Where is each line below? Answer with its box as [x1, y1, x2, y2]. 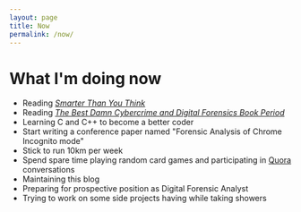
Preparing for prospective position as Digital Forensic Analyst [21, 183, 249, 194]
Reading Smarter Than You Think [21, 98, 146, 108]
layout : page [9, 13, 58, 22]
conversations [21, 165, 75, 175]
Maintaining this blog [21, 174, 100, 184]
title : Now [9, 21, 50, 30]
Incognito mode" [21, 136, 84, 147]
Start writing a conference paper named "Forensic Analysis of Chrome [21, 126, 282, 137]
